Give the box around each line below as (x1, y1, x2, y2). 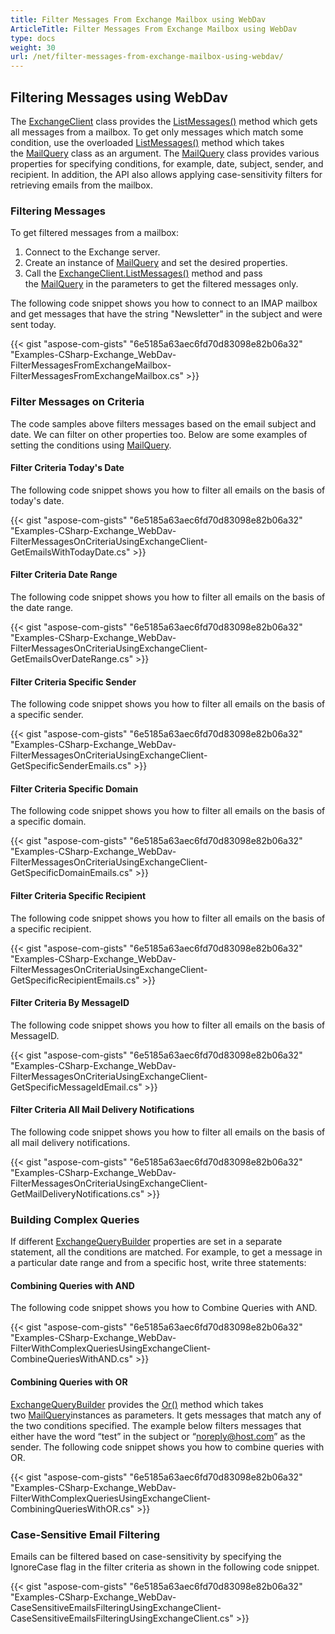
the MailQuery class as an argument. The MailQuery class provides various (10, 147, 320, 159)
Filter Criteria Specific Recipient (10, 889, 147, 901)
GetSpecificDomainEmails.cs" (10, 867, 133, 879)
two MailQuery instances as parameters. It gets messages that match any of (10, 1409, 322, 1421)
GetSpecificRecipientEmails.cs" (10, 974, 140, 986)
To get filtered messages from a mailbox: (10, 227, 180, 239)
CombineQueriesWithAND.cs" (10, 1353, 133, 1365)
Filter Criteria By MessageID (10, 997, 130, 1009)
